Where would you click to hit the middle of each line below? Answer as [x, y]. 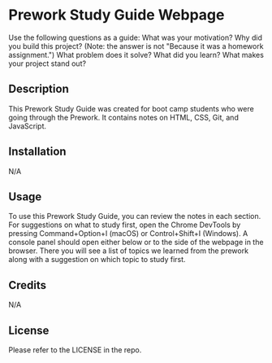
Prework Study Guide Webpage [117, 15]
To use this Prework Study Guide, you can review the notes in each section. [135, 216]
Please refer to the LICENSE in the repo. [75, 350]
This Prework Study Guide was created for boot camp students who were [131, 108]
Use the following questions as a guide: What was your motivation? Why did [135, 37]
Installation [37, 152]
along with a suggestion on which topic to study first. [97, 260]
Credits [28, 285]
